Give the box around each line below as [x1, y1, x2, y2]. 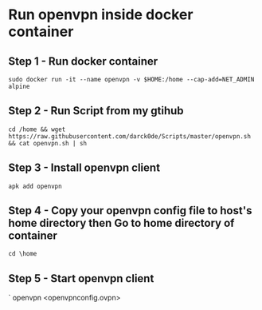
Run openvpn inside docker [8, 6, 194, 24]
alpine [8, 82, 30, 90]
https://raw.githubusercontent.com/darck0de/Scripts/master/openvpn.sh [8, 132, 251, 141]
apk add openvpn [8, 182, 62, 190]
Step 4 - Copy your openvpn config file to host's [8, 204, 252, 217]
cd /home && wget [8, 125, 66, 133]
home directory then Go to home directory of [8, 217, 235, 230]
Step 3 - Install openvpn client [8, 161, 161, 175]
